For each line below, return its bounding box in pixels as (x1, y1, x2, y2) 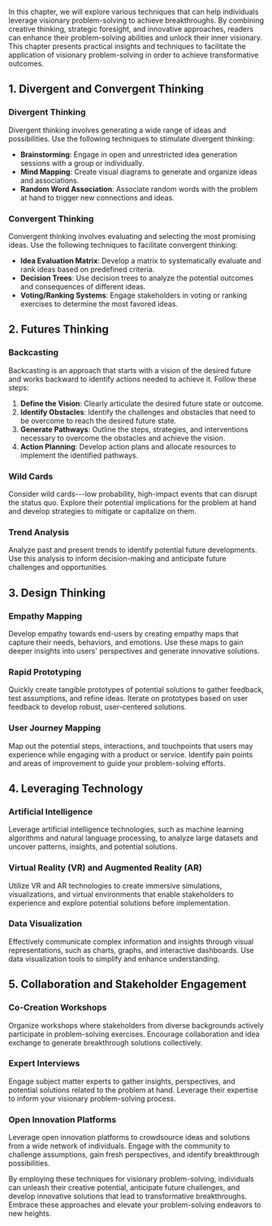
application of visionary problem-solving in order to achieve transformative (8, 50, 259, 59)
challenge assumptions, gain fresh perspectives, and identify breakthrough (8, 1150, 260, 1159)
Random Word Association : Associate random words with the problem (19, 184, 258, 193)
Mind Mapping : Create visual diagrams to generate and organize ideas (19, 167, 257, 176)
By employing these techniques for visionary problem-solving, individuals (8, 1174, 254, 1184)
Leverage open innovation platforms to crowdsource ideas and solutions (8, 1133, 250, 1142)
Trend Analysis (8, 526, 70, 537)
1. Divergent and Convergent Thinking (8, 82, 205, 96)
